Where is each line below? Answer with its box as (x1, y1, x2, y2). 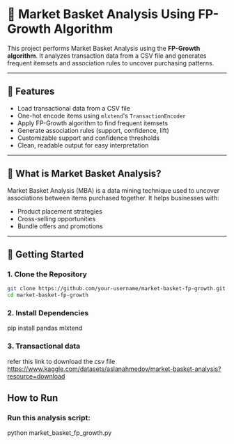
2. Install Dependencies (7, 308, 89, 317)
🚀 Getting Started (7, 248, 84, 260)
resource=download (7, 372, 65, 380)
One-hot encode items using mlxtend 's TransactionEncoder (17, 111, 187, 120)
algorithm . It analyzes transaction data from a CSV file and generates (7, 51, 207, 60)
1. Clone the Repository (7, 269, 87, 279)
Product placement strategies (17, 207, 102, 215)
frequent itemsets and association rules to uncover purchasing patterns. (7, 58, 214, 67)
